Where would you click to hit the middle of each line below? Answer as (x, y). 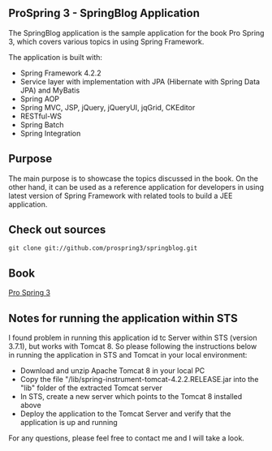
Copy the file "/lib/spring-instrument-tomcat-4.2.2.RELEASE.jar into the (139, 380)
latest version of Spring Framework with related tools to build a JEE (121, 195)
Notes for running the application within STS (123, 318)
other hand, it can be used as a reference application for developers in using (136, 187)
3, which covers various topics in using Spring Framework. (106, 41)
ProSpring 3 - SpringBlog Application (104, 13)
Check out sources (57, 230)
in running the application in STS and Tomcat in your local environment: (128, 355)
